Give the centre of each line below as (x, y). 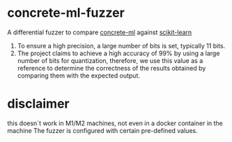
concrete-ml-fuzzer (66, 13)
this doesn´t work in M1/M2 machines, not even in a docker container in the (115, 123)
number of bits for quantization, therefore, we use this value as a (110, 60)
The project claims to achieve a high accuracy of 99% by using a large (118, 53)
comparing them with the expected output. (79, 76)
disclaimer (38, 104)
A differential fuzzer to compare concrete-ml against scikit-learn (100, 32)
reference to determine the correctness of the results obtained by (111, 68)
